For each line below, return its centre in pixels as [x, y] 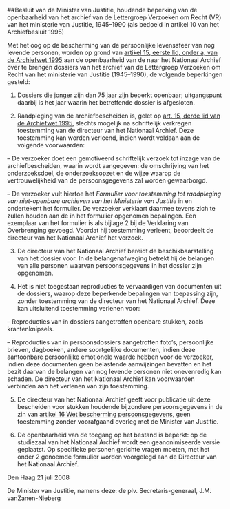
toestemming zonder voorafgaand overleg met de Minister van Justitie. [118, 422]
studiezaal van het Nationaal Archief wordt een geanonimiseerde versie [118, 442]
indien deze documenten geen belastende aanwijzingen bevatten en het [109, 364]
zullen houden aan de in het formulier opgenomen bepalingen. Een [102, 216]
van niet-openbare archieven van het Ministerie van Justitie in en [100, 201]
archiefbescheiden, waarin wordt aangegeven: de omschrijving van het [108, 166]
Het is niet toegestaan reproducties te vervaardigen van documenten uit [119, 286]
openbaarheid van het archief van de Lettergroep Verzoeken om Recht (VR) [114, 17]
